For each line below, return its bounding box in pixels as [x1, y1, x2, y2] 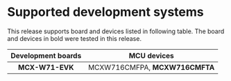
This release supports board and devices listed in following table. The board [7, 27, 225, 35]
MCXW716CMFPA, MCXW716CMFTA [87, 62, 215, 72]
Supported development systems [7, 4, 204, 20]
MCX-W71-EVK [18, 62, 74, 72]
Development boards [10, 51, 82, 60]
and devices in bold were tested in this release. [7, 34, 142, 42]
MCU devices [128, 51, 175, 60]
